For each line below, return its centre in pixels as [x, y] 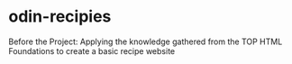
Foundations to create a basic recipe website [92, 50]
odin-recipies [60, 17]
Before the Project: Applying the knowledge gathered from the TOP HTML [146, 41]
